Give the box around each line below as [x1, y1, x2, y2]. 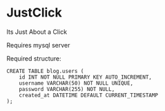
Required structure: [6, 54, 61, 63]
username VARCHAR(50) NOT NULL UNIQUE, [19, 79, 134, 87]
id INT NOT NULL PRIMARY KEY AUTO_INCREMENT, [19, 74, 153, 81]
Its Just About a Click [6, 28, 67, 36]
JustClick [6, 5, 63, 21]
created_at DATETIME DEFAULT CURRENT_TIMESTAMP [19, 92, 158, 99]
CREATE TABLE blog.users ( [6, 68, 84, 74]
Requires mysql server [6, 41, 70, 49]
